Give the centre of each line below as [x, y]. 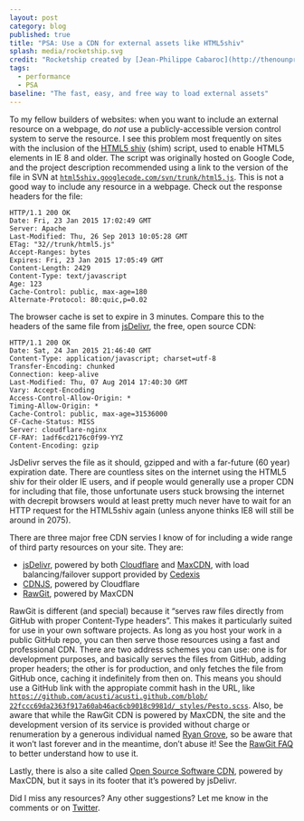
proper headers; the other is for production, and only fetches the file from [146, 668]
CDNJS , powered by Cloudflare [81, 583]
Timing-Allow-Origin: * [54, 406]
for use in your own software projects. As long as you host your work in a [146, 630]
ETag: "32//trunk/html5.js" [62, 244]
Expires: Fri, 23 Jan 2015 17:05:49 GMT [87, 260]
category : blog [38, 26]
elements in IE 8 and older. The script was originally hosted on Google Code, [152, 157]
